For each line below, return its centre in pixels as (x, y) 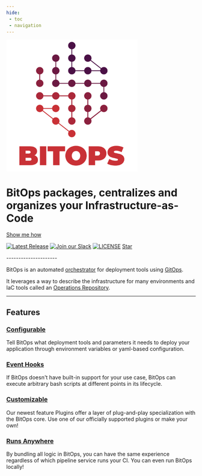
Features (23, 312)
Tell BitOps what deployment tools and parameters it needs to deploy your (98, 342)
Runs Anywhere (30, 441)
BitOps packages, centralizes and (92, 193)
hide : (13, 13)
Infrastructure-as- (132, 205)
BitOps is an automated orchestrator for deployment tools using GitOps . (95, 270)
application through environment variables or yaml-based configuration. (95, 349)
